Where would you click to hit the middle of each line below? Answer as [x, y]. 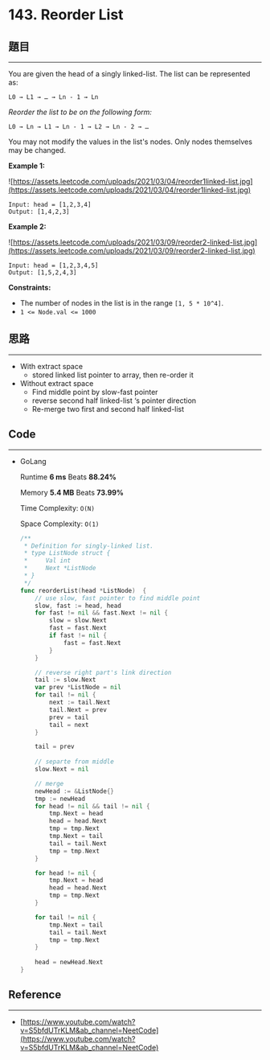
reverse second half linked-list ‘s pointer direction [114, 401]
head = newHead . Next [69, 963]
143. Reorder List [66, 15]
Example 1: [27, 166]
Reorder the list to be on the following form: [80, 112]
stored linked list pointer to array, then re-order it [113, 375]
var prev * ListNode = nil [78, 688]
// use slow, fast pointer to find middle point [118, 598]
